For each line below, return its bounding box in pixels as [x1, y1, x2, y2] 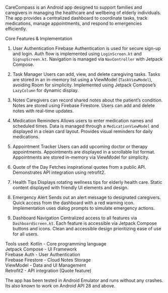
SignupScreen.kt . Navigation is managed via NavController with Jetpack [12, 56, 163, 62]
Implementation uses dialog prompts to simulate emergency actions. [12, 205, 155, 211]
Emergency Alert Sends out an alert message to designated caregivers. [12, 194, 161, 200]
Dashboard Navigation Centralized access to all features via [12, 215, 137, 221]
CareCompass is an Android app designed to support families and [5, 5, 142, 10]
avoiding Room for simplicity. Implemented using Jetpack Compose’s [12, 82, 156, 88]
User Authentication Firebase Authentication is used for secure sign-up [12, 45, 161, 51]
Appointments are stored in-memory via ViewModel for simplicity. [12, 154, 149, 160]
